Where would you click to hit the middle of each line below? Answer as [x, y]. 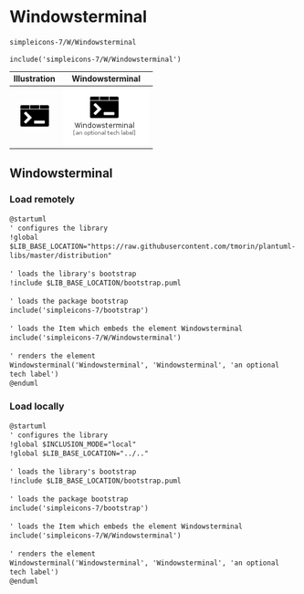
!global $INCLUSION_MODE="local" [73, 444]
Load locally [37, 406]
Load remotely [42, 199]
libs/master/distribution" [61, 255]
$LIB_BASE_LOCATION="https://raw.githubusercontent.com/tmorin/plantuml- [153, 246]
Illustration [35, 78]
